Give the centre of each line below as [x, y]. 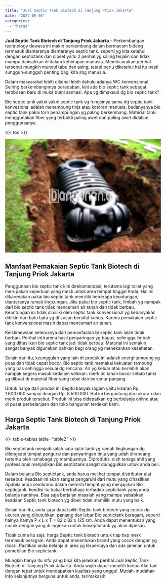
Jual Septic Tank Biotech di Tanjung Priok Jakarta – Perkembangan [75, 41]
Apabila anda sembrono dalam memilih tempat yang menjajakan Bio [74, 485]
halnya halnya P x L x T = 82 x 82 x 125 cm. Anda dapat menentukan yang [80, 520]
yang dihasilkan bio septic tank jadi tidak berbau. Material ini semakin [76, 343]
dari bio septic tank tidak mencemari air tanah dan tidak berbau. [70, 307]
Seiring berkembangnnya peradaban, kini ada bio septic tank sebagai [76, 87]
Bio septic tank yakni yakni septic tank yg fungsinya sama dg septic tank [79, 102]
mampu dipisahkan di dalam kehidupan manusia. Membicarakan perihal [78, 62]
